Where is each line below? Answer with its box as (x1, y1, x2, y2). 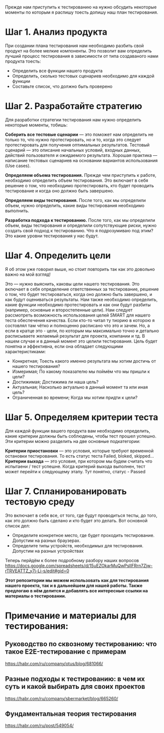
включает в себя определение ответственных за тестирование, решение (5, 286, 159, 292)
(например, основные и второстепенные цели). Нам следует (5, 307, 133, 313)
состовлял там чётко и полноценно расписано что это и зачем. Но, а (5, 322, 150, 328)
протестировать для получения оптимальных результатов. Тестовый (5, 142, 150, 147)
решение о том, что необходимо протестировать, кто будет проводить (5, 182, 154, 188)
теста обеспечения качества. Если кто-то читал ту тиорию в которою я (5, 317, 155, 323)
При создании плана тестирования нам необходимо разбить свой (5, 43, 144, 49)
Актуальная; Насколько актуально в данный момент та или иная (12, 384, 148, 390)
